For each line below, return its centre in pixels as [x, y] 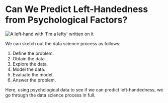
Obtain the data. [29, 58]
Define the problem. [33, 53]
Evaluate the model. [33, 74]
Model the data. [29, 69]
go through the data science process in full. [50, 95]
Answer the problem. [34, 80]
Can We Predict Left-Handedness [77, 9]
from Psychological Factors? [66, 20]
